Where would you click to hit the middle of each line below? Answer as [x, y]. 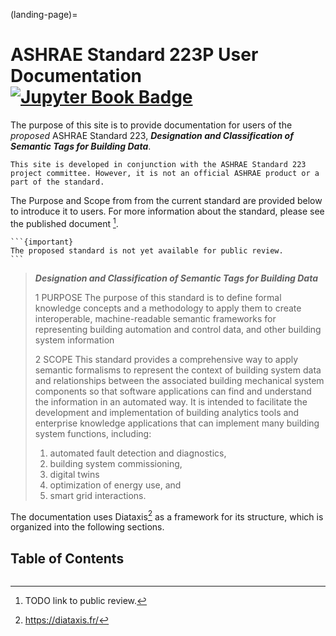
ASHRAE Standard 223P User [134, 55]
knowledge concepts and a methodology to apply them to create [168, 308]
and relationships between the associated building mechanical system [179, 380]
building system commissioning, [116, 463]
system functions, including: [93, 433]
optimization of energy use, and [115, 485]
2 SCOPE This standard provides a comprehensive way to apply [166, 359]
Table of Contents [67, 558]
